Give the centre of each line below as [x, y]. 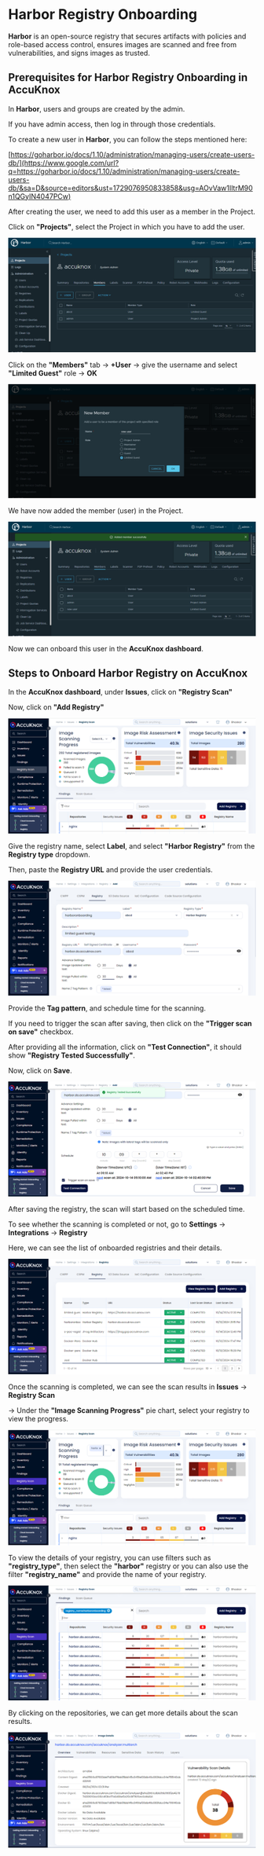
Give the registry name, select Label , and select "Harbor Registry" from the [132, 846]
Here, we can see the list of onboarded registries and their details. [115, 1248]
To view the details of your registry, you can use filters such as [110, 1557]
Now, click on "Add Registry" [56, 707]
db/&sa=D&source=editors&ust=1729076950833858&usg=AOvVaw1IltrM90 [130, 188]
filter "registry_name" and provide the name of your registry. [107, 1574]
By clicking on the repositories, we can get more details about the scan [123, 1713]
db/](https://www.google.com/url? [64, 163]
